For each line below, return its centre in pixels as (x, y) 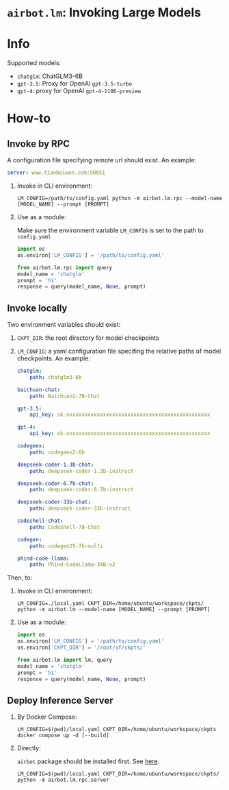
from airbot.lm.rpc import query (65, 268)
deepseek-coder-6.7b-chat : (55, 483)
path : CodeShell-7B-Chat (65, 527)
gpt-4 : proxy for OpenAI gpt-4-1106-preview (79, 91)
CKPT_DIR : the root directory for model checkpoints (88, 338)
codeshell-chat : (40, 521)
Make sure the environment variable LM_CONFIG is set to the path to (110, 230)
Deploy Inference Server (60, 700)
